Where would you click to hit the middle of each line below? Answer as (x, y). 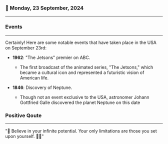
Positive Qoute (23, 115)
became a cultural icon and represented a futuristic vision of (82, 72)
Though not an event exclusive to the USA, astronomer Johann (84, 97)
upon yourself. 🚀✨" (24, 136)
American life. (34, 77)
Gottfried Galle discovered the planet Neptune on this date (80, 102)
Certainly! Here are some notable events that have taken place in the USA (81, 42)
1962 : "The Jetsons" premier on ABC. (51, 57)
